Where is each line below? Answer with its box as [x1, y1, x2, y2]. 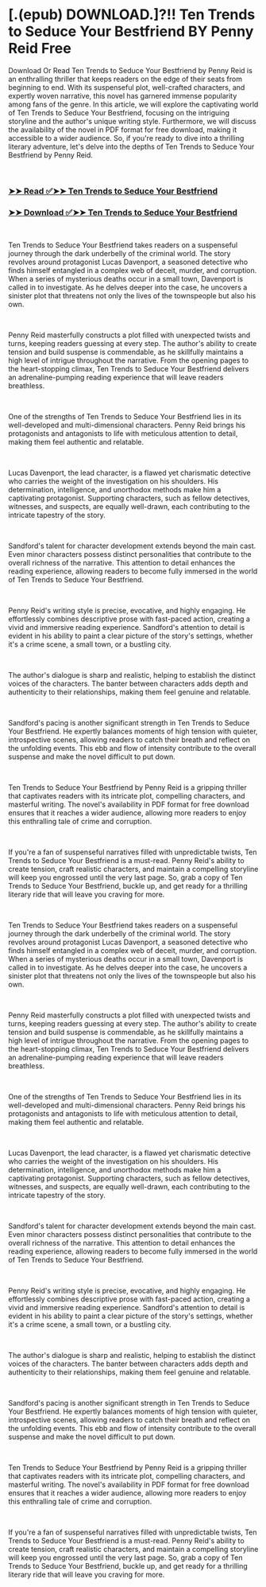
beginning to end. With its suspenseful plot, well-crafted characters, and [8, 82, 245, 92]
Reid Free [8, 40, 71, 57]
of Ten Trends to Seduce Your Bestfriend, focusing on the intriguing [8, 107, 230, 117]
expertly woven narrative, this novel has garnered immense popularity [8, 91, 237, 100]
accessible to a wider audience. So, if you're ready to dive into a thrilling [8, 133, 245, 142]
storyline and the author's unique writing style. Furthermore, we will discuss [8, 116, 256, 126]
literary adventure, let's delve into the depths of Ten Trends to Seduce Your [8, 142, 255, 151]
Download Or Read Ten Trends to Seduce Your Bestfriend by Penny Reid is [8, 65, 253, 75]
